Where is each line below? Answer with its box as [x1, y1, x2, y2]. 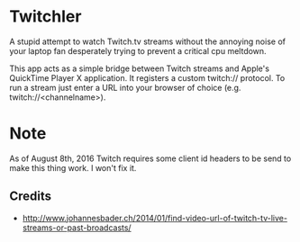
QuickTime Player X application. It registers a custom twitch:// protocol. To [9, 72, 286, 83]
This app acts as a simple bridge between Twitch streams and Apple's [9, 63, 270, 74]
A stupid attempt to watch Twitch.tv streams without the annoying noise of [9, 36, 286, 47]
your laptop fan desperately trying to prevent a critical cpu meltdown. [9, 45, 268, 56]
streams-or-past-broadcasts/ [22, 222, 132, 233]
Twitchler [9, 6, 82, 27]
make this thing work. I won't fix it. [9, 162, 137, 173]
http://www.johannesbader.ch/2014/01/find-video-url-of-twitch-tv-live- [22, 212, 288, 223]
